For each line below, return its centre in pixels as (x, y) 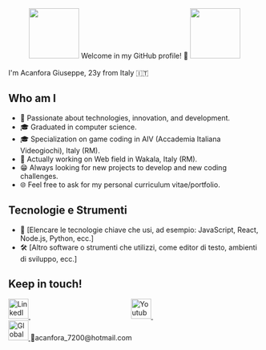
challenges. (39, 176)
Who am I (32, 98)
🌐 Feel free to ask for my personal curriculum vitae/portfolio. (120, 185)
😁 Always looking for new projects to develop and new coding (123, 167)
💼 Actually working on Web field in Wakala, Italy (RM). (109, 159)
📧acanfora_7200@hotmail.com (81, 338)
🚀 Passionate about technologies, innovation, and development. (125, 118)
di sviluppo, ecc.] (48, 258)
